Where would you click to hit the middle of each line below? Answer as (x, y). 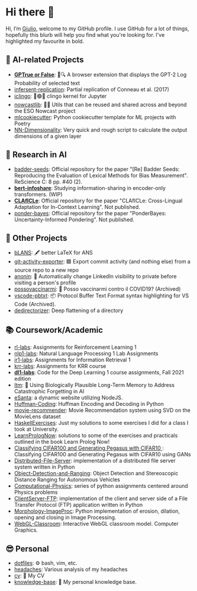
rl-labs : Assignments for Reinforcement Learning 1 (75, 347)
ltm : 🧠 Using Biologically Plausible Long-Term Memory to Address (94, 385)
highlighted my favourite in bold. (45, 41)
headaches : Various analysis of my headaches (71, 569)
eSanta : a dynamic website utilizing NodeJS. (68, 398)
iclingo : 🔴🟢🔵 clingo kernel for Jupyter (60, 96)
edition (22, 379)
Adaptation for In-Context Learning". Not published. (77, 206)
